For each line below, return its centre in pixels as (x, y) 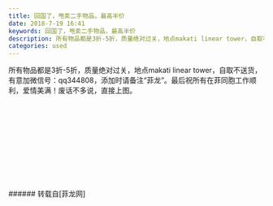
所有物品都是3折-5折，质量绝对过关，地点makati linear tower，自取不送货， (135, 71)
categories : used (38, 46)
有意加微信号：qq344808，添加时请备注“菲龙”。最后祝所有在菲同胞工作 (129, 80)
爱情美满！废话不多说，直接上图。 (79, 91)
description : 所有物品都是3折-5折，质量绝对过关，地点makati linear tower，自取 (136, 39)
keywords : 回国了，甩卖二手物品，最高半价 (72, 31)
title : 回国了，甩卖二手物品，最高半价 (67, 16)
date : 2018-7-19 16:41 (47, 24)
